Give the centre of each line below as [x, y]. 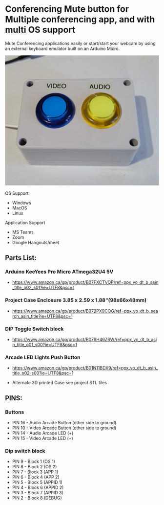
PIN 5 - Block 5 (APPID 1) [37, 482]
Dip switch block [25, 451]
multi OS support [40, 30]
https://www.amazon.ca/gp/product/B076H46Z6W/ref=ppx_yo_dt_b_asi [84, 339]
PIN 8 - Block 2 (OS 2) [34, 467]
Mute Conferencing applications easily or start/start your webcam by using [81, 43]
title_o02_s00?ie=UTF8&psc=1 [43, 373]
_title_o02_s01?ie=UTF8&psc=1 [43, 288]
